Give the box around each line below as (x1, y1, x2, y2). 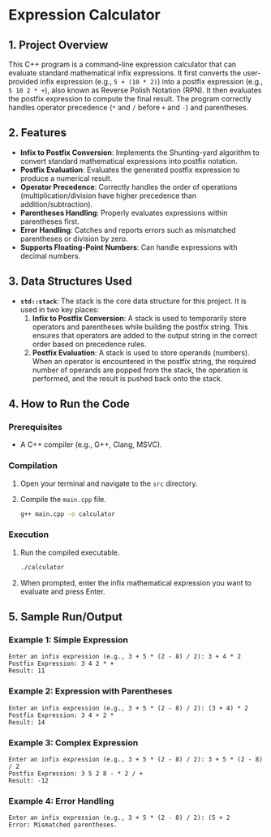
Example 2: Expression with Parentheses (8, 685, 173, 697)
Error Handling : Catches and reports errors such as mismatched (19, 225, 237, 234)
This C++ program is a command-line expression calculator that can (8, 59, 237, 69)
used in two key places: (19, 304, 100, 314)
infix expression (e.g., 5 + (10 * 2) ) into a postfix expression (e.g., (40, 77, 264, 86)
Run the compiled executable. (19, 547, 120, 557)
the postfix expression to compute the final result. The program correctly (8, 94, 252, 103)
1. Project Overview (8, 38, 109, 52)
